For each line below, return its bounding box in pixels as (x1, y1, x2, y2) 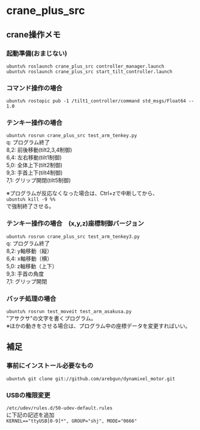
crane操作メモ (6, 29, 61, 40)
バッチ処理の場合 (6, 294, 57, 303)
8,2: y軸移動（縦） (6, 247, 53, 254)
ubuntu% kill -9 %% (6, 196, 56, 203)
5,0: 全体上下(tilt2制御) (6, 162, 63, 169)
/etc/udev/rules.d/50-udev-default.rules (6, 405, 113, 411)
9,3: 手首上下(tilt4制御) (6, 169, 63, 176)
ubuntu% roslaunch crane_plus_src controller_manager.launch (6, 63, 165, 69)
